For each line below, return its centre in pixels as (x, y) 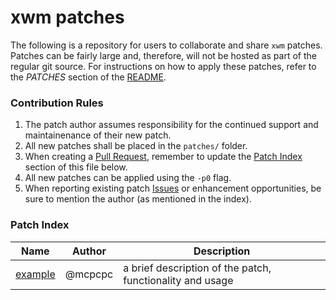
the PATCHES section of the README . (88, 77)
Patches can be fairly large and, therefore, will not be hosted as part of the (163, 55)
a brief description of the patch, (197, 268)
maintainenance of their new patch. (98, 135)
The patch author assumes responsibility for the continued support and (171, 125)
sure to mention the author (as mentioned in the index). (138, 199)
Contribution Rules (57, 103)
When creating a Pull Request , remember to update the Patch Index (163, 157)
